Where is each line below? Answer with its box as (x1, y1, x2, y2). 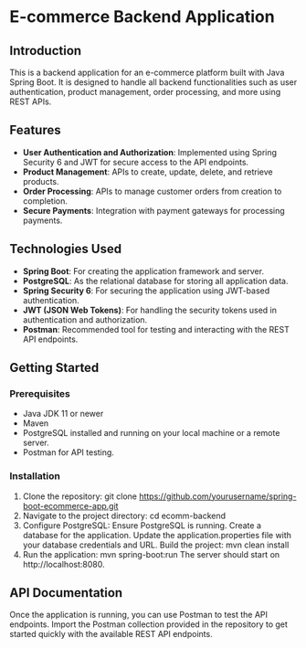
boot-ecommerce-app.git (22, 500, 119, 511)
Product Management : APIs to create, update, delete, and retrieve (22, 166, 273, 177)
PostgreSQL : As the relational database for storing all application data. (22, 275, 289, 286)
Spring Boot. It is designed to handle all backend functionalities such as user (9, 77, 298, 88)
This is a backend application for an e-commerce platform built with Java (9, 67, 285, 78)
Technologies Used (9, 241, 121, 257)
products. (22, 175, 59, 186)
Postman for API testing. (22, 447, 114, 458)
